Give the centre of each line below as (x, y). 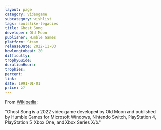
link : (11, 79)
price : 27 (15, 88)
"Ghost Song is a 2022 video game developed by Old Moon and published (80, 111)
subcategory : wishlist (28, 19)
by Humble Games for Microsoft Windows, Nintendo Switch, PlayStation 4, (81, 117)
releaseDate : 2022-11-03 (31, 46)
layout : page (18, 10)
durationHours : (21, 65)
